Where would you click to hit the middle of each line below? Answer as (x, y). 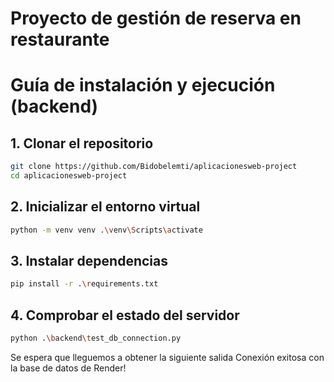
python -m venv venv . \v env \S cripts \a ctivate (106, 230)
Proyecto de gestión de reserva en (156, 18)
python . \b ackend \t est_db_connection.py (96, 338)
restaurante (60, 39)
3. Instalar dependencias (89, 261)
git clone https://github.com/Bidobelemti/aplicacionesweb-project (154, 167)
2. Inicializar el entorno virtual (105, 207)
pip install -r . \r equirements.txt (84, 284)
